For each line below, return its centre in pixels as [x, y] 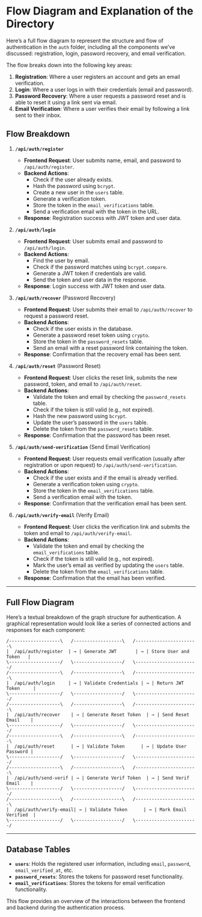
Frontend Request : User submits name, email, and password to [103, 160]
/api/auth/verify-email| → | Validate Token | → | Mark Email [100, 809]
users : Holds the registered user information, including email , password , [103, 864]
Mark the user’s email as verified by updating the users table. [109, 565]
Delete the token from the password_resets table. [93, 428]
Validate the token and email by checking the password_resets [109, 396]
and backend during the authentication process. [66, 907]
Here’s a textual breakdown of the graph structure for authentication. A [94, 617]
